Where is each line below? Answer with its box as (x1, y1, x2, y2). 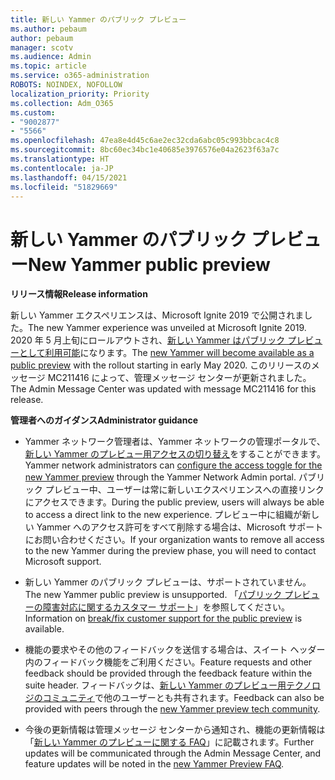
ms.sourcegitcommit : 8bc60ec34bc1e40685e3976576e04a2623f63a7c (10, 145, 280, 155)
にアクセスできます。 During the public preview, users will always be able (24, 496, 325, 508)
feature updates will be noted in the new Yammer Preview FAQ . (24, 758, 285, 770)
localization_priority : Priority (10, 89, 150, 99)
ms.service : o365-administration (10, 71, 150, 81)
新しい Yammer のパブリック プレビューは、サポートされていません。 (24, 576, 312, 588)
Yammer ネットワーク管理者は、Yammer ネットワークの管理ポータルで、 (24, 436, 326, 448)
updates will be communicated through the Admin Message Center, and (24, 747, 322, 760)
